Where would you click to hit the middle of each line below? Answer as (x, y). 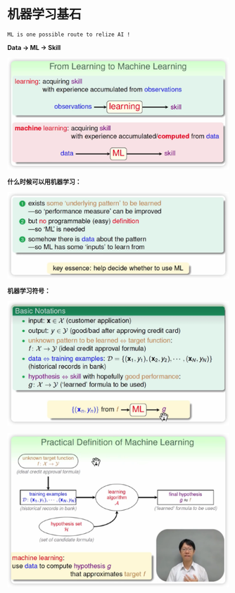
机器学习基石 (45, 14)
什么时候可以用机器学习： (44, 182)
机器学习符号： (29, 291)
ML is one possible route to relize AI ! (69, 34)
